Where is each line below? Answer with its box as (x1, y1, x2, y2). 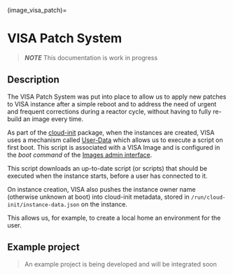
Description (7, 73, 59, 86)
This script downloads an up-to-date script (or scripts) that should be (7, 164, 208, 172)
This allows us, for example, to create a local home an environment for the (7, 213, 221, 222)
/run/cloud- (191, 194, 226, 201)
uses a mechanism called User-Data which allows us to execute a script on (7, 136, 223, 144)
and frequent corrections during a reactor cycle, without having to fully (7, 107, 212, 115)
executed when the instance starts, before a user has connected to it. (7, 171, 208, 180)
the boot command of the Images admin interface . (7, 150, 153, 159)
